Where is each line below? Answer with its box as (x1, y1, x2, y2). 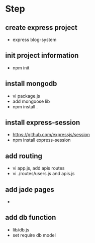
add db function (5, 213, 56, 222)
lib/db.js (12, 226, 30, 233)
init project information (5, 51, 79, 60)
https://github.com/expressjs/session (12, 132, 90, 138)
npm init (12, 64, 30, 71)
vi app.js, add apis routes (12, 165, 65, 171)
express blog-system (12, 36, 57, 43)
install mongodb (5, 79, 57, 88)
